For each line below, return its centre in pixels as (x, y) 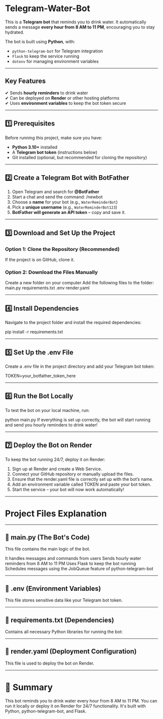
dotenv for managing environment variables (55, 61)
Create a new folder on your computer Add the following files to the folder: (80, 283)
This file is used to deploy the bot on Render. (50, 663)
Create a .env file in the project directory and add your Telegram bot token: (80, 366)
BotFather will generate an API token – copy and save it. (69, 212)
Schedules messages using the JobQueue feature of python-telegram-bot (79, 569)
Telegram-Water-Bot (48, 8)
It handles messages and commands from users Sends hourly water (73, 558)
